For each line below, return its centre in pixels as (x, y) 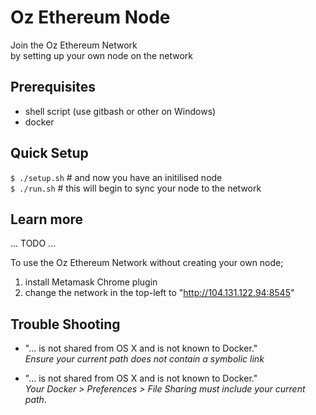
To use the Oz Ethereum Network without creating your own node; (147, 263)
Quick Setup (49, 153)
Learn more (47, 219)
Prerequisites (53, 87)
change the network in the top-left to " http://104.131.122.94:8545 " (159, 293)
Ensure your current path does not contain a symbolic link (144, 359)
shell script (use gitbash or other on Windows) (120, 111)
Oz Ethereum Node (90, 17)
